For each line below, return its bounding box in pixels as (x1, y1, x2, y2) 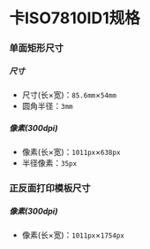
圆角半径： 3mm (21, 101, 73, 112)
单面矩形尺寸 (9, 42, 64, 54)
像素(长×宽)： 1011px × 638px (21, 147, 121, 158)
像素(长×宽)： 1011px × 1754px (21, 230, 125, 240)
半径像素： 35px (21, 158, 78, 168)
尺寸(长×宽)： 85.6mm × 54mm (21, 89, 117, 100)
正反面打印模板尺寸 (9, 182, 91, 194)
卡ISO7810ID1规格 (9, 8, 140, 28)
